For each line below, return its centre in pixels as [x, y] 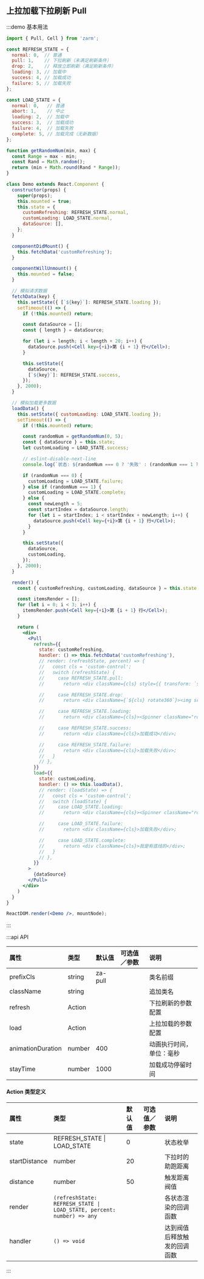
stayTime [22, 1069]
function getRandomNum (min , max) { [51, 151]
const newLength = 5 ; [56, 504]
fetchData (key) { [34, 296]
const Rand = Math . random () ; [49, 162]
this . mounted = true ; [44, 201]
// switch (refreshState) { [77, 672]
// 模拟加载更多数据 [34, 403]
